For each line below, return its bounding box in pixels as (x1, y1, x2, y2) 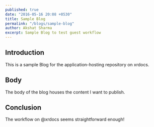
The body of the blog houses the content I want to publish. (5, 89, 125, 95)
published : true (5, 7, 39, 12)
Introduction (5, 48, 45, 57)
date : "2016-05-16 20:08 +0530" (5, 12, 72, 17)
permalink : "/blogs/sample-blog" (5, 21, 75, 26)
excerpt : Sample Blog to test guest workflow (5, 30, 101, 35)
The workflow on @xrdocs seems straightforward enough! (5, 117, 125, 123)
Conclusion (5, 103, 42, 112)
